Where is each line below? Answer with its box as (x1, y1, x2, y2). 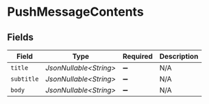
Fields (7, 31, 34, 43)
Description (159, 52, 199, 61)
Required (122, 52, 153, 61)
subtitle (10, 75, 39, 83)
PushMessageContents (7, 4, 144, 20)
